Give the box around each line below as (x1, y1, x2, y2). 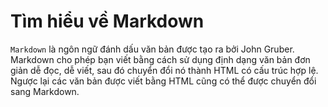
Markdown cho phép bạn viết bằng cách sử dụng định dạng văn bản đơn (10, 53, 311, 65)
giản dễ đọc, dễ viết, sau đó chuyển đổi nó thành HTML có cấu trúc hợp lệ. (10, 64, 319, 76)
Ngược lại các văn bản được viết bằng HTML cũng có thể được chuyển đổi (10, 75, 317, 87)
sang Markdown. (10, 85, 80, 97)
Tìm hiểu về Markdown (10, 10, 205, 33)
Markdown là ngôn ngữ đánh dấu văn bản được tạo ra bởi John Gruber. (10, 43, 295, 55)
